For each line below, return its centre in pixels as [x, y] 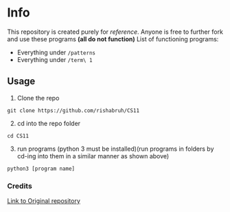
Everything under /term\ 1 [55, 59]
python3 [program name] [41, 169]
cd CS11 [18, 136]
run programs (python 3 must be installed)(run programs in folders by [115, 149]
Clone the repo [38, 98]
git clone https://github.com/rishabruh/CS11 [73, 110]
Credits [20, 186]
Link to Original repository [44, 201]
